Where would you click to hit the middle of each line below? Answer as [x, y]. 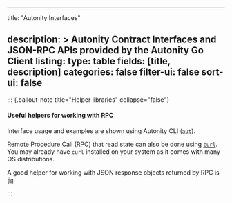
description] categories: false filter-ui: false [103, 72]
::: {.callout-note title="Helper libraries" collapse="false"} [88, 99]
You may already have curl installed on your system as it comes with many [114, 152]
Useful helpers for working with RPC [60, 116]
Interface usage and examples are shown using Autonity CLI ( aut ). [101, 131]
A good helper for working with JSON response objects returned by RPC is [113, 173]
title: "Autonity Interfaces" [44, 18]
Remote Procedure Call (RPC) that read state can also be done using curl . [112, 144]
